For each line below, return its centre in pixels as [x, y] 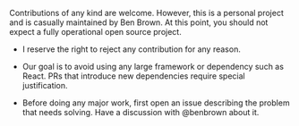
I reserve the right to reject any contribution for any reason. [132, 49]
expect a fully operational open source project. [95, 32]
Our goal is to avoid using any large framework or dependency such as [153, 67]
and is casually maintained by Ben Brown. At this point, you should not [139, 22]
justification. [45, 85]
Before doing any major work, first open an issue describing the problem [156, 103]
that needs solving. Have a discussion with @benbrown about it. [141, 112]
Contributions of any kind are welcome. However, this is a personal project [146, 13]
